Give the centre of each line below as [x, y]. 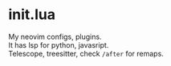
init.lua [32, 15]
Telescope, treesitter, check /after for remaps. [86, 53]
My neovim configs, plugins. [55, 37]
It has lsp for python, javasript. [59, 45]
